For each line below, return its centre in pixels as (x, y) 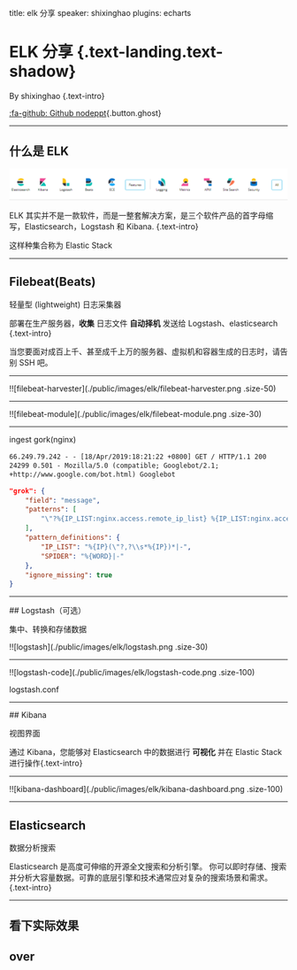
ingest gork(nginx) (43, 439)
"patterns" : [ (51, 510)
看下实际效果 (44, 926)
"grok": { (27, 491)
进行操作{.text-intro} (46, 763)
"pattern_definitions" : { (73, 538)
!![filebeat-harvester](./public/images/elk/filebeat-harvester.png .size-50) (143, 389)
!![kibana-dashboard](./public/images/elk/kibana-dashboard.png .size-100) (146, 789)
